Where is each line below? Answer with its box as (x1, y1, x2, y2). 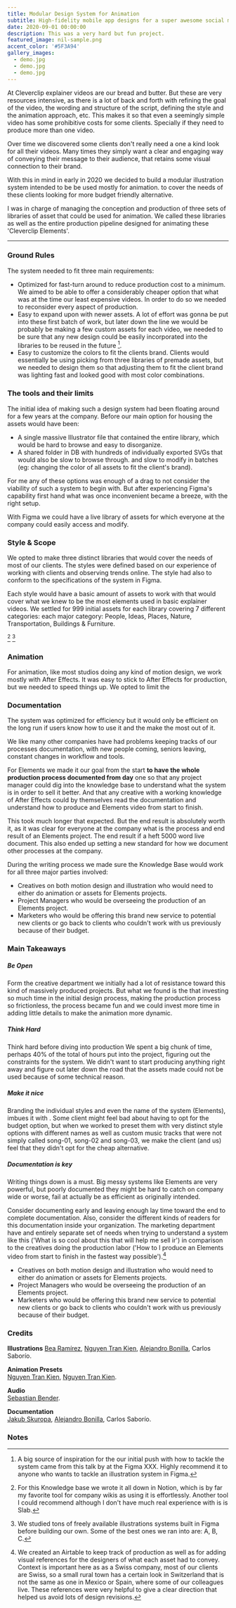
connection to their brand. (7, 162, 83, 170)
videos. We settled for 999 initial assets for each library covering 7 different (7, 605, 226, 613)
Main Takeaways (7, 944, 67, 953)
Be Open (7, 961, 33, 970)
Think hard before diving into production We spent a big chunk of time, (7, 1043, 212, 1051)
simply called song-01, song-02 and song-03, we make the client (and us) (7, 1136, 222, 1145)
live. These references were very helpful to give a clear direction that (17, 1586, 218, 1594)
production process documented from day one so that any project (7, 773, 202, 782)
